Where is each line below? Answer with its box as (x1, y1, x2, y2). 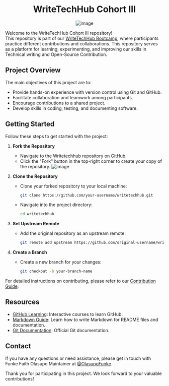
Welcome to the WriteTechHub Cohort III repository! (5, 30, 113, 36)
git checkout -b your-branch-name (20, 269, 93, 274)
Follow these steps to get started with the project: (5, 133, 108, 139)
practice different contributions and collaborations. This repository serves (5, 40, 158, 46)
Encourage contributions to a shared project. (12, 100, 106, 106)
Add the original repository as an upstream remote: (20, 230, 126, 236)
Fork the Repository (12, 143, 55, 149)
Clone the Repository (12, 173, 58, 179)
